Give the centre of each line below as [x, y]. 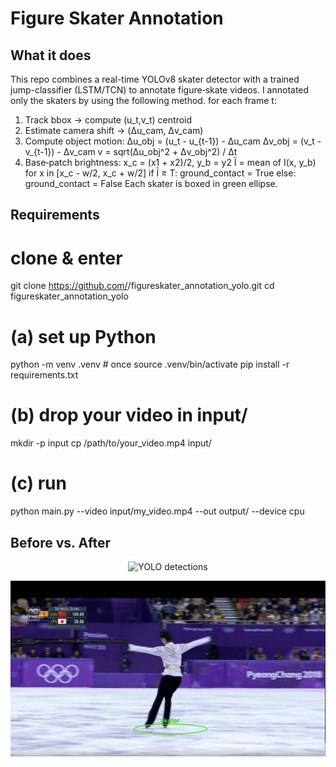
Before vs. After [60, 542]
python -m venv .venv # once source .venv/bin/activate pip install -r [150, 364]
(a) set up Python [83, 336]
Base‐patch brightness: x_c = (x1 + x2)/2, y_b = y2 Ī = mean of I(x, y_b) [170, 162]
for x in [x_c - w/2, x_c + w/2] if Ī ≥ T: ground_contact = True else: [160, 173]
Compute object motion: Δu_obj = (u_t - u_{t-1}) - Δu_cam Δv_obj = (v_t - [173, 141]
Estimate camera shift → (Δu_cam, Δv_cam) [114, 130]
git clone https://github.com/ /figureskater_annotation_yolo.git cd [142, 286]
